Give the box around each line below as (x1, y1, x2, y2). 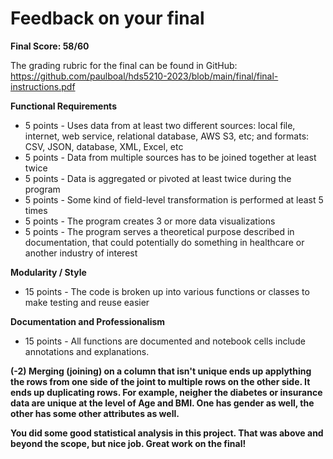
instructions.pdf (10, 80, 76, 92)
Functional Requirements (10, 100, 117, 112)
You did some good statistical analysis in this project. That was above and (10, 427, 324, 439)
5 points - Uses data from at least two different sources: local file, (24, 119, 296, 131)
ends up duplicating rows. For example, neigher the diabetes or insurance (10, 386, 323, 398)
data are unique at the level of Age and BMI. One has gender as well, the (10, 397, 315, 409)
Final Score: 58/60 (10, 40, 90, 52)
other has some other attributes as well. (10, 407, 180, 419)
